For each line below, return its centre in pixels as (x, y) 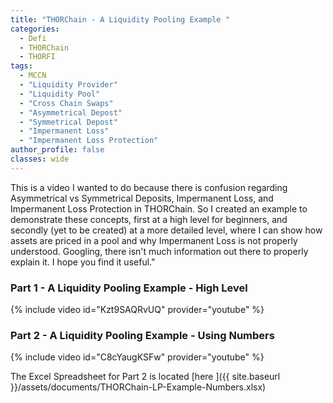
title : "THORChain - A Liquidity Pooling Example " (120, 19)
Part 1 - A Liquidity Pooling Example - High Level (129, 288)
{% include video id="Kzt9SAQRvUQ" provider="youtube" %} (137, 310)
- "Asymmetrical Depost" (71, 112)
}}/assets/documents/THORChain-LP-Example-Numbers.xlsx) (138, 387)
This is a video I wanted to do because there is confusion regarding (149, 187)
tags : (21, 66)
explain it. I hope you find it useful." (83, 262)
